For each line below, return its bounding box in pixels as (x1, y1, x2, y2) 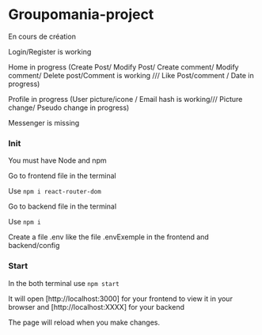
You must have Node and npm (8, 156, 107, 165)
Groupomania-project (8, 6, 154, 24)
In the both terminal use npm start (8, 278, 120, 288)
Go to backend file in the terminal (8, 201, 117, 211)
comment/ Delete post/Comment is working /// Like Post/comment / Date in (8, 70, 255, 80)
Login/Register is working (8, 47, 92, 56)
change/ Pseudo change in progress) (8, 103, 130, 112)
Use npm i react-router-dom (8, 186, 101, 196)
